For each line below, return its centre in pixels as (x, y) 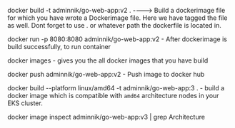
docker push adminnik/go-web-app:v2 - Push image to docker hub (106, 74)
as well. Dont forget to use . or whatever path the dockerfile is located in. (114, 25)
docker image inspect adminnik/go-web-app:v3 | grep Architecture (106, 117)
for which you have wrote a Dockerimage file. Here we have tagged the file (117, 18)
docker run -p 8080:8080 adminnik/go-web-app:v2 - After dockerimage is (117, 39)
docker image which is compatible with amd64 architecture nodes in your (113, 96)
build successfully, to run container (59, 47)
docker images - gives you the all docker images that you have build (108, 60)
